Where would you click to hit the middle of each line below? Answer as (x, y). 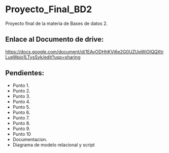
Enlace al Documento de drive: (55, 39)
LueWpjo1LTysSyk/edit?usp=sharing (43, 57)
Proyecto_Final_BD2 (49, 9)
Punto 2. (21, 90)
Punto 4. (21, 101)
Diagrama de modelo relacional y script (54, 145)
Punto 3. (21, 96)
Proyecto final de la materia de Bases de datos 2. (57, 23)
